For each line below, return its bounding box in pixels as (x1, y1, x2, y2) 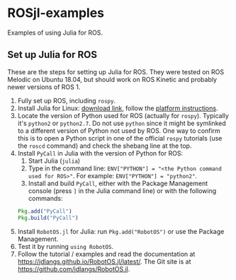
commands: (28, 194, 63, 202)
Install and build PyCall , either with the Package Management (28, 179, 208, 187)
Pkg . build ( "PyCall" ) (17, 214, 79, 221)
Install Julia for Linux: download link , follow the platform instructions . (17, 104, 218, 112)
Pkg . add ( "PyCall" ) (17, 207, 72, 215)
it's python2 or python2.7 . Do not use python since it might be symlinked (17, 119, 227, 127)
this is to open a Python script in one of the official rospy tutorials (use (17, 134, 223, 142)
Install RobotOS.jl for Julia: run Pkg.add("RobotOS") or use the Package (17, 227, 225, 235)
